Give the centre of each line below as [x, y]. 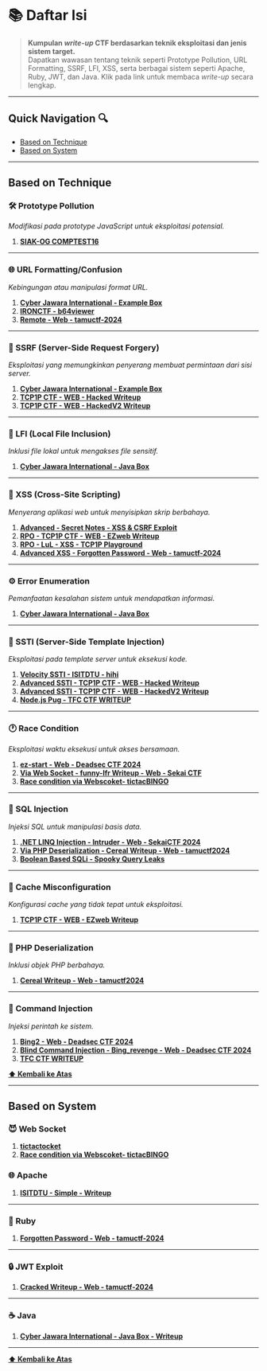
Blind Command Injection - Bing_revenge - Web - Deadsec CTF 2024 [135, 1050]
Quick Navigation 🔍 [58, 119]
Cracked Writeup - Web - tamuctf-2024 [86, 1287]
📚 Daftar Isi [48, 16]
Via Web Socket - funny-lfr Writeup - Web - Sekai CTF [111, 772]
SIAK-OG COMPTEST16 [59, 242]
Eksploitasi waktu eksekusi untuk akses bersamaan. [94, 748]
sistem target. [51, 51]
